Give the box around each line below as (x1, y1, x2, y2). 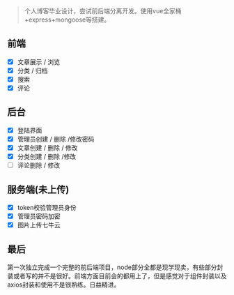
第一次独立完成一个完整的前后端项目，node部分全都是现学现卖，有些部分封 (7, 263, 224, 271)
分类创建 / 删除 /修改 (17, 153, 77, 161)
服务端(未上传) (7, 183, 70, 195)
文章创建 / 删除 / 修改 (17, 144, 78, 152)
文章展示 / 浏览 (17, 57, 61, 66)
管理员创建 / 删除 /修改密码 (17, 135, 95, 143)
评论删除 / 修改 (17, 161, 61, 169)
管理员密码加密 (17, 212, 61, 220)
